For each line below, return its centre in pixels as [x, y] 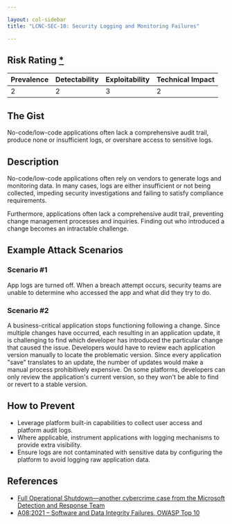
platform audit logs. [45, 430]
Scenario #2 [28, 310]
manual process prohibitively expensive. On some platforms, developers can [116, 369]
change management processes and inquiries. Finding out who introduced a [116, 221]
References [33, 481]
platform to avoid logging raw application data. [84, 459]
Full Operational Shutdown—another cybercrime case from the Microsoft [121, 498]
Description [33, 162]
